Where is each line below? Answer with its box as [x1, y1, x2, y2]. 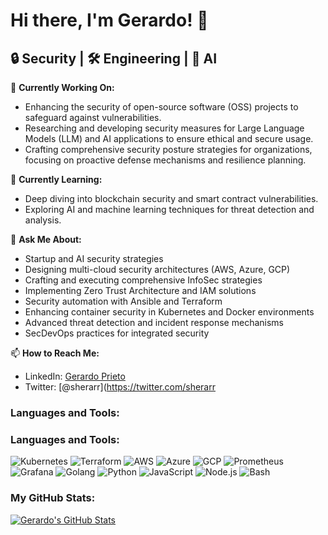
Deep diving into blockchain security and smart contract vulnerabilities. [24, 193, 319, 204]
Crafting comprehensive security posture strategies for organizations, [24, 144, 313, 155]
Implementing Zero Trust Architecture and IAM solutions [24, 285, 257, 296]
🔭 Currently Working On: [10, 82, 115, 93]
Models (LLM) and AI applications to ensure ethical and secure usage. [24, 133, 314, 144]
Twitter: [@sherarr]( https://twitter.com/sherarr [24, 381, 216, 393]
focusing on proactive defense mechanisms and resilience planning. [24, 154, 307, 166]
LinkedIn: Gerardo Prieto [24, 370, 126, 382]
